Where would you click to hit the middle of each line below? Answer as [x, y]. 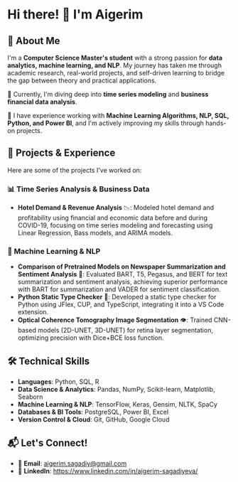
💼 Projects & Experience [61, 153]
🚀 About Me [34, 41]
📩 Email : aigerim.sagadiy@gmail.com [72, 464]
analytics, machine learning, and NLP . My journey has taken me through [115, 65]
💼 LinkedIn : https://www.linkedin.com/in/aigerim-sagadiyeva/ [108, 471]
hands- [216, 123]
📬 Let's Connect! [48, 443]
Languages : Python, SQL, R [58, 382]
